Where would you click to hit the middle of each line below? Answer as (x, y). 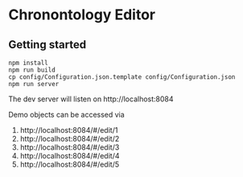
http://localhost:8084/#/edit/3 (70, 147)
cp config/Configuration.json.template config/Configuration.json (122, 77)
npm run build (32, 70)
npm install (28, 63)
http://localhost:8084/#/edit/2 (70, 139)
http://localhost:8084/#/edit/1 (69, 130)
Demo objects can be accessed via (66, 115)
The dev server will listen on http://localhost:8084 (91, 99)
